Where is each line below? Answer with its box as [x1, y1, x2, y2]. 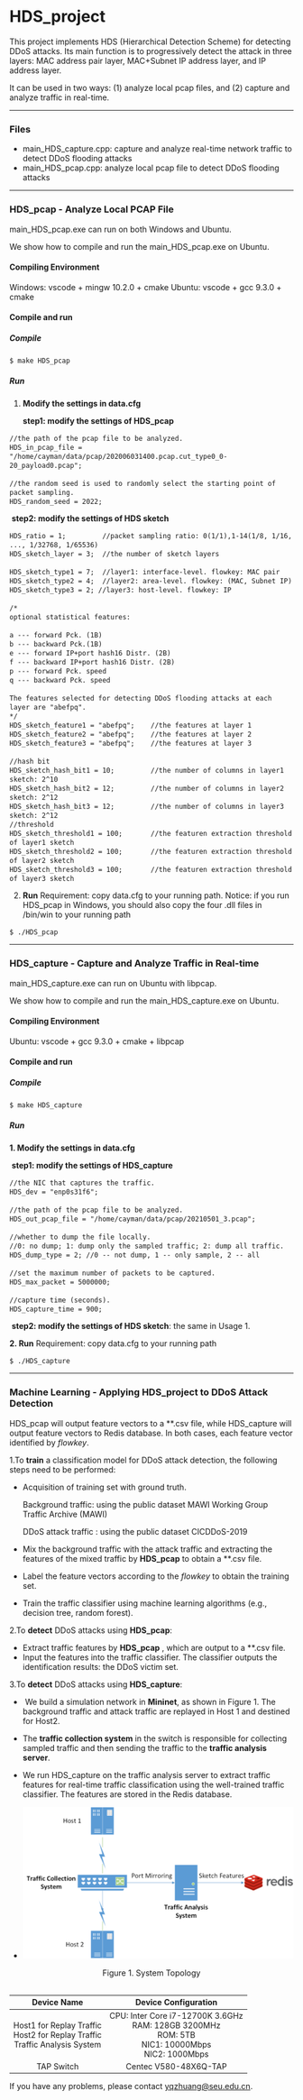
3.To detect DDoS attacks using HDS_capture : [9, 1679, 183, 1690]
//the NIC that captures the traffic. [9, 1178, 155, 1188]
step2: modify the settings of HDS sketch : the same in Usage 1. [11, 1321, 251, 1332]
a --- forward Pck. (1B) [9, 631, 103, 640]
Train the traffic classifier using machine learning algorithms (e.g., [22, 1598, 268, 1609]
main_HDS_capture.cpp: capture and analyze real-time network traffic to [22, 143, 293, 154]
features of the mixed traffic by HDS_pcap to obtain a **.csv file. [22, 1553, 262, 1564]
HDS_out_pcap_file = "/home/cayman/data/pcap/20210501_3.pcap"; [9, 1215, 256, 1224]
